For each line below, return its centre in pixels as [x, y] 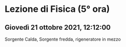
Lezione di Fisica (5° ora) [57, 9]
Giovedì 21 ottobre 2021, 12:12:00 [58, 27]
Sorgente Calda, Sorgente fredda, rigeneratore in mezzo [63, 39]
